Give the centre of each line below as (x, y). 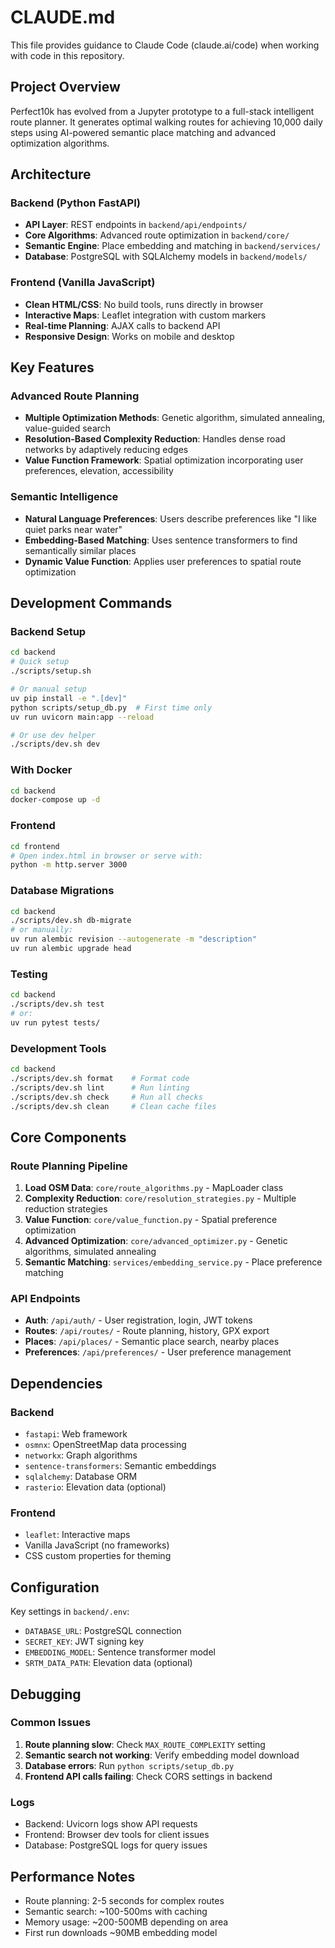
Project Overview (65, 87)
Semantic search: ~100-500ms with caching (116, 1911)
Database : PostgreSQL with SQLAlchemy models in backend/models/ (166, 257)
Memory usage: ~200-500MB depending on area (126, 1922)
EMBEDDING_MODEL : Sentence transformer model (120, 1652)
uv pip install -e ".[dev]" (69, 698)
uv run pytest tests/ (55, 1022)
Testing (29, 974)
